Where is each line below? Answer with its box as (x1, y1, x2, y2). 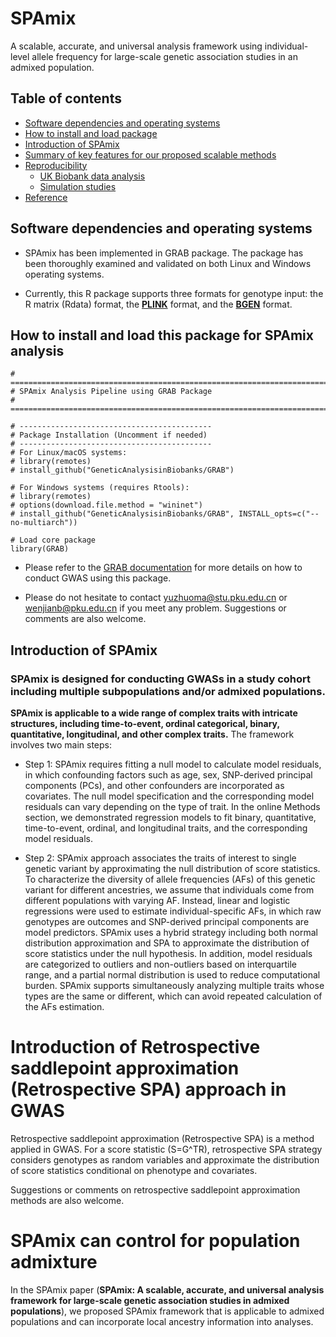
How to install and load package (24, 127, 158, 139)
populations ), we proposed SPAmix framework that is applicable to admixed (10, 1305, 325, 1317)
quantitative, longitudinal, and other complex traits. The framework (10, 728, 295, 741)
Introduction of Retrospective (10, 1036, 261, 1059)
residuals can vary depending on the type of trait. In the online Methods (24, 801, 321, 813)
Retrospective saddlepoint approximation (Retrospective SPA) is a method (10, 1133, 315, 1144)
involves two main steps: (10, 739, 113, 751)
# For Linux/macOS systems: (10, 448, 128, 458)
